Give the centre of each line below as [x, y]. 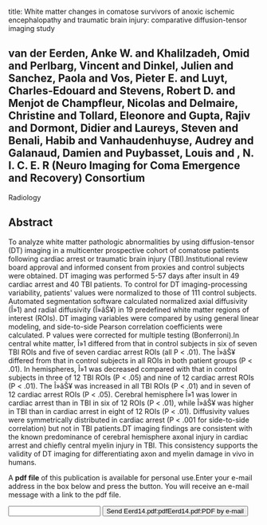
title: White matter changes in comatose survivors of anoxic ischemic [122, 12]
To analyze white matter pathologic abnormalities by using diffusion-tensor [132, 242]
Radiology [25, 197]
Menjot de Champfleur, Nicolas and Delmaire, [123, 103]
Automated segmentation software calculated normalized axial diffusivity [128, 301]
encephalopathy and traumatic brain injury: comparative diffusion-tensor [128, 20]
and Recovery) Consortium [77, 178]
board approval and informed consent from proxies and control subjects [126, 267]
